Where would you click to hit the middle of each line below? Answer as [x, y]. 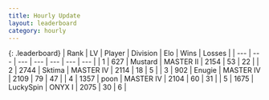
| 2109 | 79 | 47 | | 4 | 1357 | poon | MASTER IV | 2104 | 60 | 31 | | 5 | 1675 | [131, 79]
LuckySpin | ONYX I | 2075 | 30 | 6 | [67, 87]
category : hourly [37, 30]
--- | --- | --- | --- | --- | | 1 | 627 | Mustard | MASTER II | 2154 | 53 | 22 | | [138, 62]
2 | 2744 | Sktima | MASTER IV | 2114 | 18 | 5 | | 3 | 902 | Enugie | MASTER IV [134, 70]
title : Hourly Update [45, 16]
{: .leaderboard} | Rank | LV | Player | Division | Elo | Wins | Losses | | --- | [130, 54]
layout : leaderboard [43, 23]
